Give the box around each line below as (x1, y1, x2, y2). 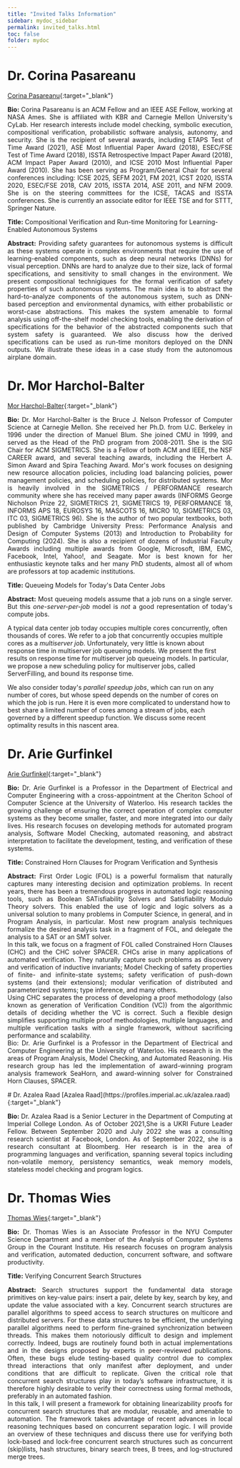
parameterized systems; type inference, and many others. (7, 985, 179, 994)
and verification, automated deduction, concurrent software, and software (7, 1250, 233, 1259)
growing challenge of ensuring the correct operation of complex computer (7, 806, 233, 815)
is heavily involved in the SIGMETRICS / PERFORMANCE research (7, 483, 233, 492)
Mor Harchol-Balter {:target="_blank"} (7, 401, 118, 410)
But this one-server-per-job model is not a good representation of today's (7, 603, 233, 610)
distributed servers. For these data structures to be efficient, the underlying (7, 1315, 233, 1324)
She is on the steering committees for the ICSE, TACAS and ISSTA (7, 188, 233, 197)
